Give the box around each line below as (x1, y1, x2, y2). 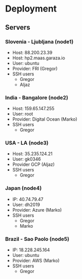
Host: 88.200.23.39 (12, 49, 53, 55)
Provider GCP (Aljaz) (12, 161, 55, 167)
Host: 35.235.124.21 (12, 151, 53, 157)
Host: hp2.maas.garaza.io (12, 55, 66, 61)
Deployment (5, 3, 57, 15)
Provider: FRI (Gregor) (12, 65, 58, 71)
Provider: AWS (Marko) (12, 257, 60, 264)
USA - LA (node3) (5, 139, 49, 146)
